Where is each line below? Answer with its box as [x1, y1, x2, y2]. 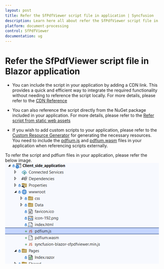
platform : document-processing [5, 24, 69, 28]
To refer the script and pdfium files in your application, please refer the [5, 152, 147, 158]
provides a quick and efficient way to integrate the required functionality [12, 87, 158, 93]
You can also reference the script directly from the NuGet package [12, 107, 146, 113]
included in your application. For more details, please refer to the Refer [12, 112, 155, 118]
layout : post [5, 8, 32, 13]
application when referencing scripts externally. [12, 143, 108, 148]
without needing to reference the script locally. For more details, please [12, 92, 156, 98]
